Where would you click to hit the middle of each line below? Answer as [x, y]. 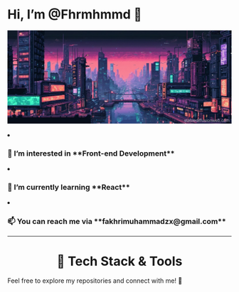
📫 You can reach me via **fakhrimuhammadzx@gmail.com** [117, 222]
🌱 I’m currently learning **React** [69, 187]
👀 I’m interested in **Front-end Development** [91, 153]
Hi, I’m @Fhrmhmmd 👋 [75, 15]
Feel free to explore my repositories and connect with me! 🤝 [95, 281]
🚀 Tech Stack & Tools [119, 261]
